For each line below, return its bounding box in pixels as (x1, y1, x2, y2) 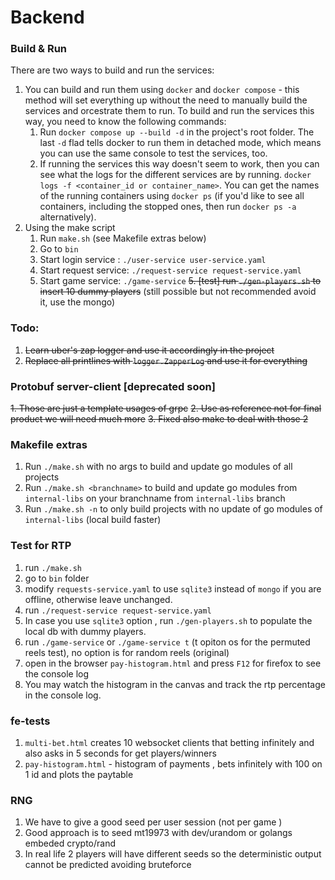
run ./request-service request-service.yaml (24, 604, 212, 616)
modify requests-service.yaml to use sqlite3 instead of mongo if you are (24, 582, 322, 595)
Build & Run (10, 42, 68, 56)
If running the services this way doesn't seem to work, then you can (39, 158, 320, 170)
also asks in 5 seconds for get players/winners (24, 747, 217, 759)
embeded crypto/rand (24, 837, 116, 850)
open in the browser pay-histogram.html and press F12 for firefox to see (24, 657, 322, 669)
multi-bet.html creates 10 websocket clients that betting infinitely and (24, 736, 315, 748)
